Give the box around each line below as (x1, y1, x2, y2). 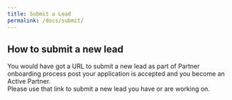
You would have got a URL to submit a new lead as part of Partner (7, 62, 200, 71)
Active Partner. (7, 77, 51, 86)
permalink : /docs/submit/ (7, 17, 84, 24)
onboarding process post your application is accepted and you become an (7, 70, 225, 78)
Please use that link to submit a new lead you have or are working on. (7, 84, 211, 93)
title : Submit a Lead (7, 10, 72, 18)
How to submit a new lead (7, 43, 124, 55)
